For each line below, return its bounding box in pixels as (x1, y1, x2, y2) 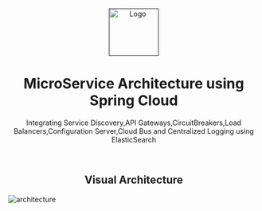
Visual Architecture (84, 174, 183, 187)
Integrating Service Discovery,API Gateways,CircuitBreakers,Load (26, 118, 241, 127)
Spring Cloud (89, 92, 178, 110)
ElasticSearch (111, 135, 157, 144)
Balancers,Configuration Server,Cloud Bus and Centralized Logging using (13, 126, 255, 135)
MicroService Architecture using (23, 75, 244, 93)
